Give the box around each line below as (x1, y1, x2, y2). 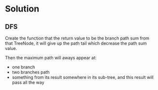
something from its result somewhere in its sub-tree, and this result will (12, 75, 154, 80)
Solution (5, 3, 40, 14)
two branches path (12, 69, 50, 75)
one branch (12, 64, 35, 70)
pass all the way (12, 79, 44, 85)
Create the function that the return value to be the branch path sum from (5, 35, 150, 41)
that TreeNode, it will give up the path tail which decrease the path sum (5, 40, 147, 46)
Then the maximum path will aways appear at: (5, 55, 97, 61)
